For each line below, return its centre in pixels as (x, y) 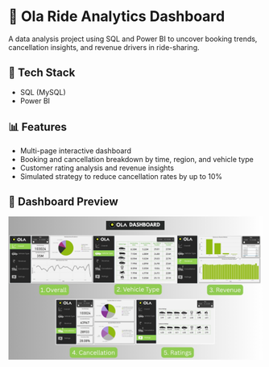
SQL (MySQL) (43, 92)
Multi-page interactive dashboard (75, 150)
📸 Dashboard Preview (63, 201)
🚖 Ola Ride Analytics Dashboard (117, 17)
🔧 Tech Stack (42, 73)
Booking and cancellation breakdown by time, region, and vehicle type (137, 159)
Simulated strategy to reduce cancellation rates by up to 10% (121, 176)
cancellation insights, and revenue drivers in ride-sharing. (104, 47)
